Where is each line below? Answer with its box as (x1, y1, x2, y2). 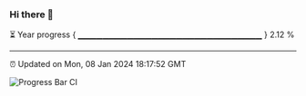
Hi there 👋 (9, 8, 55, 21)
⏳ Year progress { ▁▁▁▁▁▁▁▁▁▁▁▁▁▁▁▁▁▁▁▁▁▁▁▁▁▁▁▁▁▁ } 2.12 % (9, 29, 295, 40)
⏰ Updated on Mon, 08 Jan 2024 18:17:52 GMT (9, 59, 187, 70)
